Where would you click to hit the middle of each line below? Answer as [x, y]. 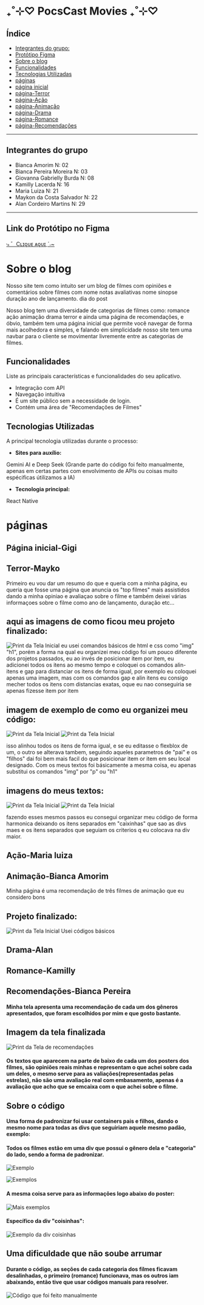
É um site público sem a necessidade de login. [73, 401]
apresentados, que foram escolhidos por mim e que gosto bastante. [93, 1013]
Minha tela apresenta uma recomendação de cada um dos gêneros [92, 1007]
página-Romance [37, 119]
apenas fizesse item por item [42, 691]
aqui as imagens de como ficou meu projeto [90, 622]
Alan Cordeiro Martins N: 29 [50, 203]
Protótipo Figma [35, 55]
